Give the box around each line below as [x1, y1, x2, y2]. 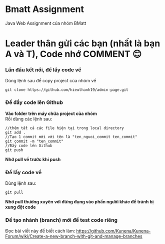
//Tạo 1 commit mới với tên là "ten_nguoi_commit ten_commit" [5, 134, 137, 139]
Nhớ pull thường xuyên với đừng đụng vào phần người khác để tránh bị [5, 199, 154, 205]
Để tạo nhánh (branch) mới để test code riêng [5, 216, 118, 223]
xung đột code [5, 204, 36, 210]
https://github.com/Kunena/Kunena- [76, 228, 151, 234]
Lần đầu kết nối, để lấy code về [5, 66, 81, 73]
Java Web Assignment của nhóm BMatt [5, 20, 86, 26]
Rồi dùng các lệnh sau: [5, 115, 52, 121]
